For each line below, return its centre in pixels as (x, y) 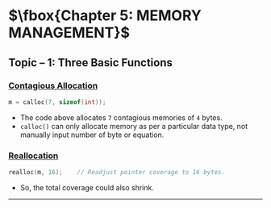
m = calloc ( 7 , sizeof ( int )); (57, 102)
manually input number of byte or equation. (92, 135)
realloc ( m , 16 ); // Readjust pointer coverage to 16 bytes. (117, 173)
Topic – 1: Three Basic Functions (91, 62)
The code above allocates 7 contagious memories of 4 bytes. (121, 117)
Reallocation (33, 156)
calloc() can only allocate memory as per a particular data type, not (134, 126)
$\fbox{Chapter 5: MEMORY (105, 16)
